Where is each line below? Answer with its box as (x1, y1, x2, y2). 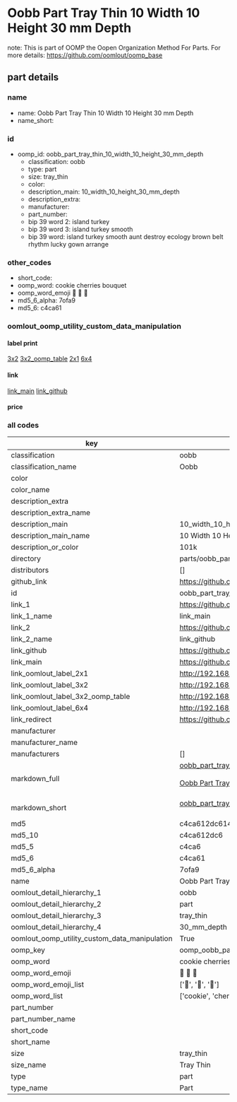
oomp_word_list (11, 991, 63, 1001)
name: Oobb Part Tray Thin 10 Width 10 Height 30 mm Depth (17, 108, 194, 117)
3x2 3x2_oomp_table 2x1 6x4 (7, 355, 92, 363)
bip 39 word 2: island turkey (28, 217, 110, 225)
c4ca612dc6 (179, 831, 224, 840)
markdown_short (11, 803, 67, 813)
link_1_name (11, 611, 53, 621)
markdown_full (11, 774, 60, 784)
